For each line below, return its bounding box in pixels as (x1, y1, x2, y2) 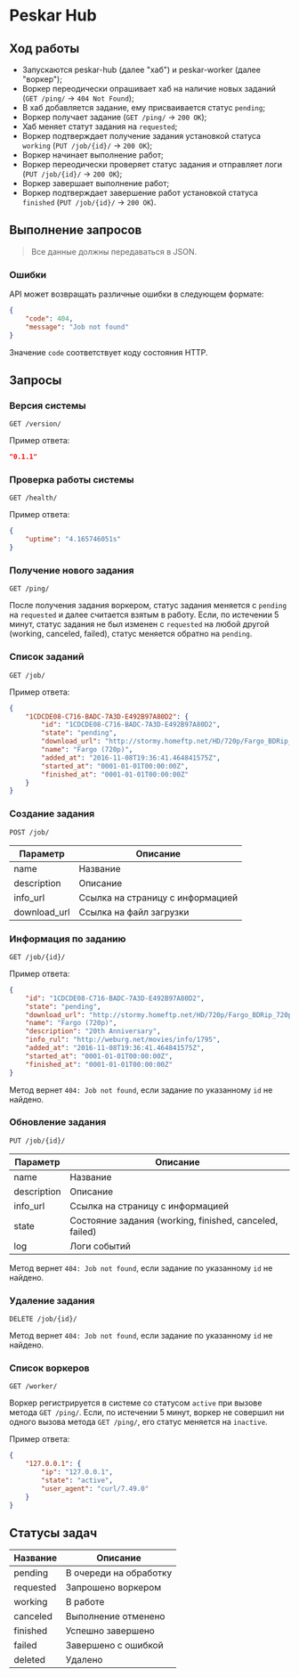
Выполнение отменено (65, 1610, 166, 1623)
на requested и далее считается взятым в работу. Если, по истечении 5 (9, 609, 279, 620)
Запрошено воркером (65, 1582, 162, 1594)
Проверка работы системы (9, 474, 135, 486)
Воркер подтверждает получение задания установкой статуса (21, 131, 261, 141)
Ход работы (9, 41, 80, 56)
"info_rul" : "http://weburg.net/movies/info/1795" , (25, 1035, 221, 1045)
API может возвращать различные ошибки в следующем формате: (9, 289, 264, 299)
